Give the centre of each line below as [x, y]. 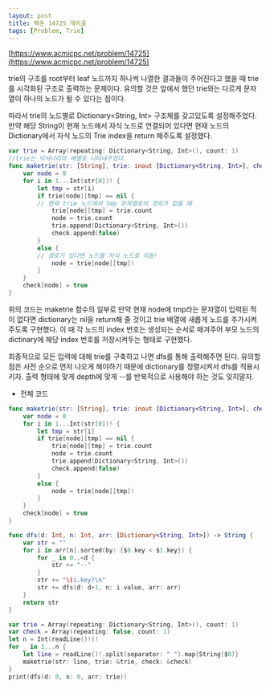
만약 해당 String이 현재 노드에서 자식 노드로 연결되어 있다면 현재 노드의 [119, 126]
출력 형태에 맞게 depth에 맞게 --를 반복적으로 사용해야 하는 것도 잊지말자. [140, 376]
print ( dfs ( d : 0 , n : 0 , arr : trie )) [68, 677]
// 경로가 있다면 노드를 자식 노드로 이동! [98, 255]
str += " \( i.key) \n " [72, 580]
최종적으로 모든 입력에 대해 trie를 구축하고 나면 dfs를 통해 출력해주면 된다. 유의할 [135, 356]
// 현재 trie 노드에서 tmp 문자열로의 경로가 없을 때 [115, 203]
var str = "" [45, 543]
